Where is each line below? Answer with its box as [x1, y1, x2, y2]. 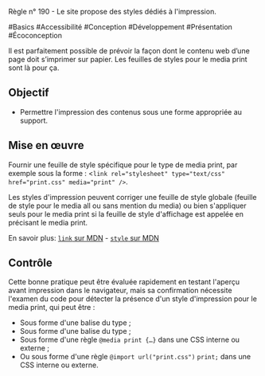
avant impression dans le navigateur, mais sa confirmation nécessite [8, 286, 232, 296]
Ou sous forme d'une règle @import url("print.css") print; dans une [19, 352, 251, 362]
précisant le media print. [8, 217, 88, 227]
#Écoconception [8, 31, 62, 40]
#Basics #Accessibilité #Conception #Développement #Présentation [8, 22, 233, 31]
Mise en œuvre [8, 139, 85, 152]
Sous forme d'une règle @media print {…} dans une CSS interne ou [19, 335, 240, 345]
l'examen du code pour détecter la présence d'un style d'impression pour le [8, 294, 257, 304]
